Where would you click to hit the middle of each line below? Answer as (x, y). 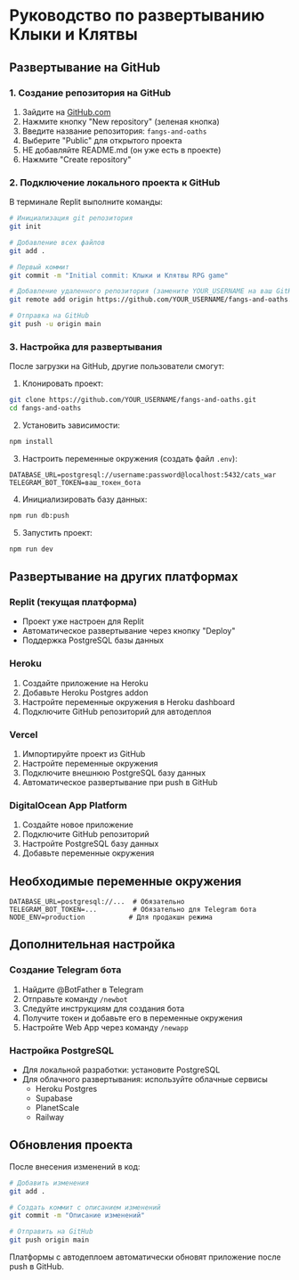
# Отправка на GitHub (49, 316)
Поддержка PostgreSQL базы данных (93, 640)
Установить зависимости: (71, 425)
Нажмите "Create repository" (77, 159)
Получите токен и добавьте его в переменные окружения (132, 1018)
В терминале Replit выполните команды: (86, 202)
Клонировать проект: (63, 383)
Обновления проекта (71, 1145)
